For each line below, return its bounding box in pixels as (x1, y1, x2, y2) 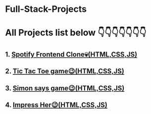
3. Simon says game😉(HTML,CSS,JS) (5, 84, 125, 92)
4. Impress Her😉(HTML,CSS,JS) (5, 101, 107, 109)
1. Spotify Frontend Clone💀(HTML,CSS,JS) (5, 50, 138, 58)
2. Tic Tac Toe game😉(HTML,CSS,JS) (5, 67, 125, 75)
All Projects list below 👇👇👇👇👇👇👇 (5, 27, 147, 38)
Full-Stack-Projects (5, 3, 87, 15)
